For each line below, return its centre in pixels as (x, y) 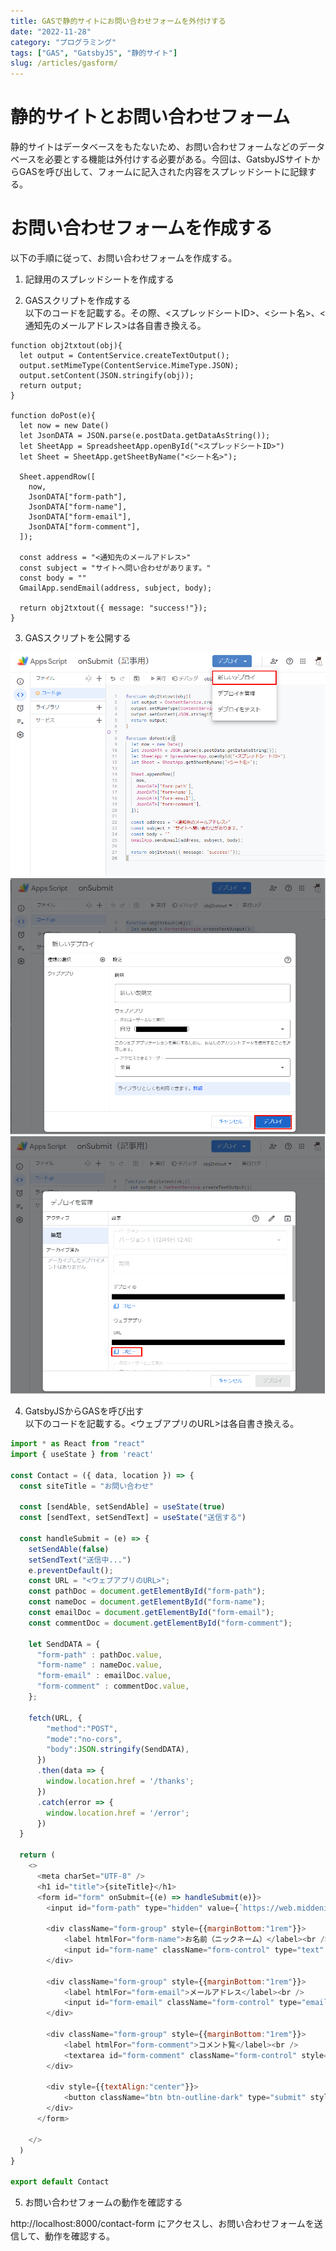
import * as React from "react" (77, 1444)
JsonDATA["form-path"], (78, 497)
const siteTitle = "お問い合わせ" (86, 1486)
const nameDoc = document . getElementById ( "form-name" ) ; (147, 1602)
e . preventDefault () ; (71, 1570)
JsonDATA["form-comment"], (84, 527)
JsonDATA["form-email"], (80, 517)
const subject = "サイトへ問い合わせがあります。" (115, 568)
